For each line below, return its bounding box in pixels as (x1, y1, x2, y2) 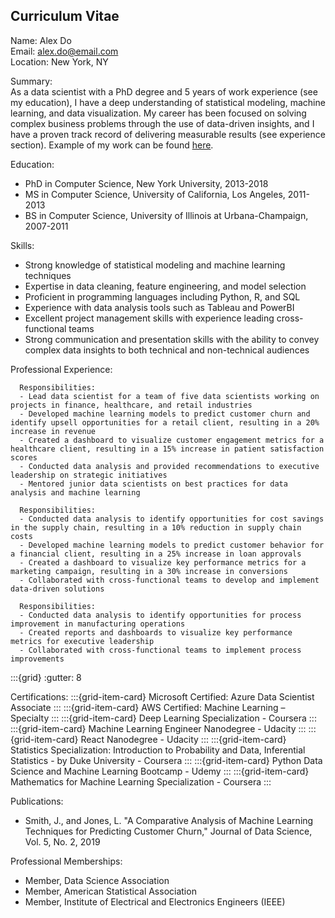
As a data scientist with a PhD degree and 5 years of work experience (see (10, 85, 318, 98)
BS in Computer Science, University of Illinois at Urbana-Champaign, (24, 209, 309, 221)
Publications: (10, 795, 64, 807)
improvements (10, 654, 65, 664)
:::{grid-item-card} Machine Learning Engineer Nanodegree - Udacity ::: (10, 722, 307, 734)
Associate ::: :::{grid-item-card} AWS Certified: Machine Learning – (10, 701, 286, 713)
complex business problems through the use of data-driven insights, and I (10, 117, 315, 129)
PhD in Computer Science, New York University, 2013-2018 (24, 177, 269, 189)
